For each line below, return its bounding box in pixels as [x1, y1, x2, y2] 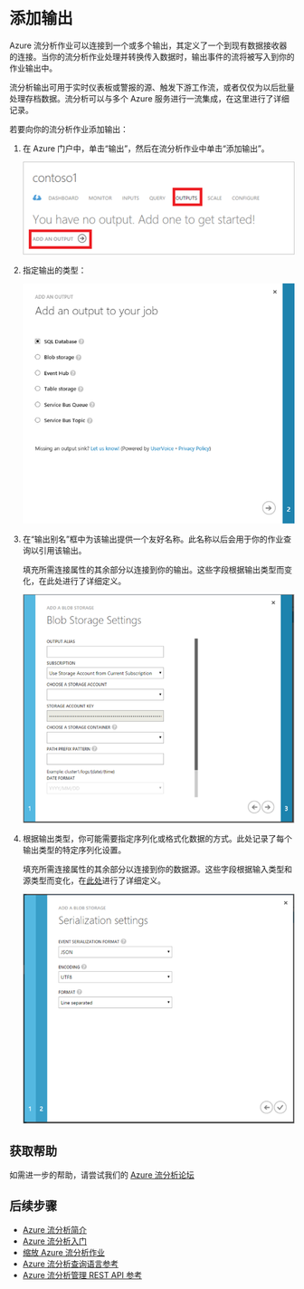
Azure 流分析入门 [22, 1236, 88, 1246]
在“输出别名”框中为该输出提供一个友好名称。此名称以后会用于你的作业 [22, 534, 284, 544]
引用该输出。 [38, 544, 87, 555]
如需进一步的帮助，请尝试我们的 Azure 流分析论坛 [9, 1169, 195, 1180]
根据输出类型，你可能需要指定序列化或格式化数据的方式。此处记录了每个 [22, 832, 292, 843]
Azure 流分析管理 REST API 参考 [22, 1269, 143, 1280]
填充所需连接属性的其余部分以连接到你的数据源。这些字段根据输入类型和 [22, 863, 292, 874]
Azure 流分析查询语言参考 [22, 1258, 119, 1269]
